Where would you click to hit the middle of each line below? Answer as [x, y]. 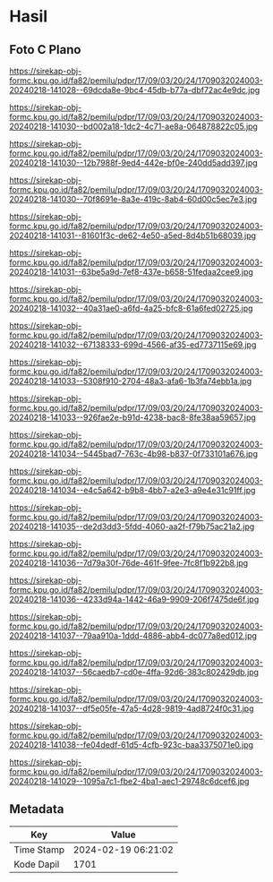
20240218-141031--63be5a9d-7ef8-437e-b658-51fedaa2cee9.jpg [131, 272]
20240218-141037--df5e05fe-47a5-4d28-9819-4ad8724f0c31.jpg [132, 708]
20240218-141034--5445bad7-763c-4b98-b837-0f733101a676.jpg [133, 454]
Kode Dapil [37, 864]
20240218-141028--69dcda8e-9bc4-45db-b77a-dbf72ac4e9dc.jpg [135, 90]
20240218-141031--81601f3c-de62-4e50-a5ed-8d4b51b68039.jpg [133, 235]
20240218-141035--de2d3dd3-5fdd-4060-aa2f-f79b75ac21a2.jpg [132, 527]
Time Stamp [39, 850]
